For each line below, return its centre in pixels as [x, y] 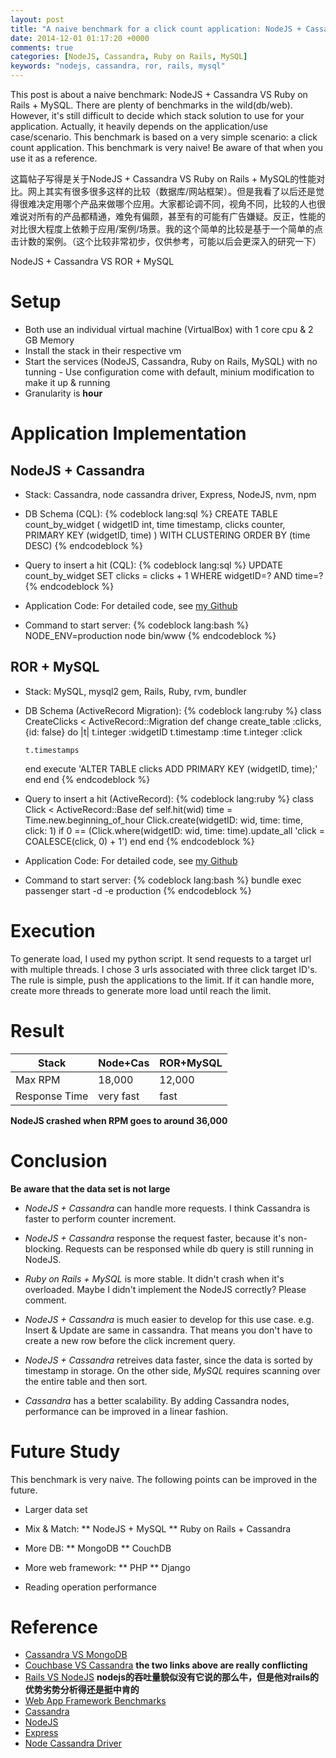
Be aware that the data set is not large [90, 1188]
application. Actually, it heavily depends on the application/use [139, 126]
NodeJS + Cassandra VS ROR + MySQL [92, 261]
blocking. [44, 1248]
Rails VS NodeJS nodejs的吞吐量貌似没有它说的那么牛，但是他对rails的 [172, 1677]
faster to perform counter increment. [100, 1218]
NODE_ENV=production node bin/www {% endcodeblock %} [150, 635]
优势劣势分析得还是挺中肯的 [82, 1690]
